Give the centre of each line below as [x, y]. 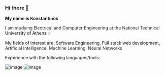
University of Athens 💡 [28, 33]
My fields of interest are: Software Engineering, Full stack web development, [82, 43]
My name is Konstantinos [32, 19]
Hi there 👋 [17, 8]
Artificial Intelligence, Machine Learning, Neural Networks [64, 48]
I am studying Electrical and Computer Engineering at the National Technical [82, 28]
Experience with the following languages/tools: [52, 58]
